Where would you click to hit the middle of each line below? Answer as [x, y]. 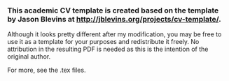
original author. [29, 57]
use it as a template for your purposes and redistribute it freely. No [103, 42]
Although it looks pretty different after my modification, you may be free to [114, 34]
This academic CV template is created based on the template [113, 10]
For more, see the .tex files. [47, 70]
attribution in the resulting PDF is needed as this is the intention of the [108, 49]
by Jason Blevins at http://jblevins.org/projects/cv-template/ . [114, 19]
